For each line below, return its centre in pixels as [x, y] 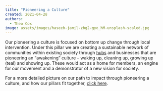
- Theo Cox [21, 23]
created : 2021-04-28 [27, 14]
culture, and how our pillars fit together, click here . [56, 83]
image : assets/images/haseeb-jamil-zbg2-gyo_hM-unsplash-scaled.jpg [77, 28]
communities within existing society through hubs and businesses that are [81, 53]
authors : [14, 19]
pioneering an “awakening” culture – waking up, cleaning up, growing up [79, 58]
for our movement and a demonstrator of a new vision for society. [72, 68]
